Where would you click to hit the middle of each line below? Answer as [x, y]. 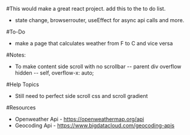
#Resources [21, 108]
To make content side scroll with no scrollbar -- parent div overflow [98, 66]
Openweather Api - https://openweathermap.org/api [79, 119]
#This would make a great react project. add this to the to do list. [86, 9]
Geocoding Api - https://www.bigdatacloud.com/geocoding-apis [95, 125]
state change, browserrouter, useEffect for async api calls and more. [99, 20]
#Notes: [16, 55]
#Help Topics [23, 84]
